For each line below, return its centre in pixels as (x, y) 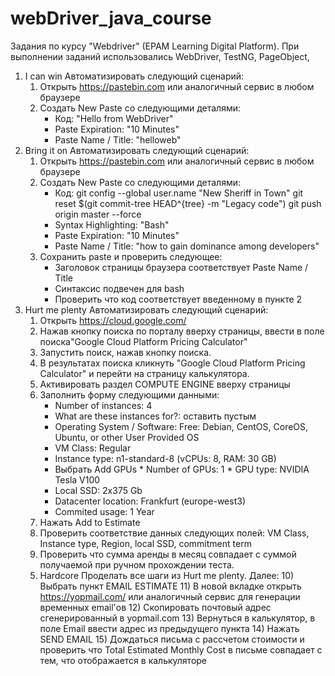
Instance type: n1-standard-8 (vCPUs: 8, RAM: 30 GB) (165, 458)
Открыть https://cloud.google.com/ (113, 320)
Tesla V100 (77, 479)
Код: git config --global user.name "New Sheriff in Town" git (179, 193)
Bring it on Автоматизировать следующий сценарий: (137, 150)
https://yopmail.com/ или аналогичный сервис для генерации (170, 596)
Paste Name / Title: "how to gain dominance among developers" (187, 246)
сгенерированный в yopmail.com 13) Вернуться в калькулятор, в (177, 618)
